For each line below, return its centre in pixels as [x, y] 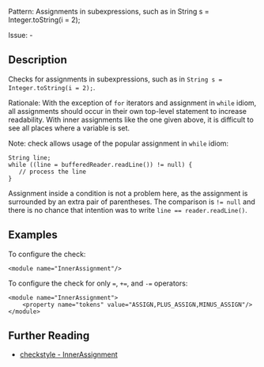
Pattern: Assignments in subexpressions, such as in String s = [109, 11]
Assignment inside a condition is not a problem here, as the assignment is [128, 193]
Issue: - [21, 35]
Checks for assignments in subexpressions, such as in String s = [115, 79]
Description [38, 60]
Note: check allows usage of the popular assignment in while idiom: [119, 143]
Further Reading [49, 336]
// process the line [53, 172]
